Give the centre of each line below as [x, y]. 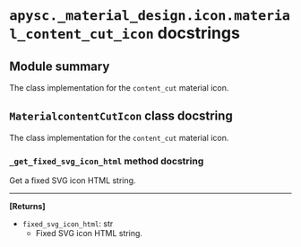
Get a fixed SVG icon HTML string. [73, 181]
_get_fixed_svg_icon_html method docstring [107, 161]
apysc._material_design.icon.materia [150, 16]
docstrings [198, 33]
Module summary [60, 66]
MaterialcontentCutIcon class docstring [121, 116]
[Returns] [28, 207]
